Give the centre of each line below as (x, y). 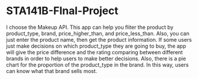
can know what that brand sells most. (52, 71)
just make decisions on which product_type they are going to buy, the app (96, 46)
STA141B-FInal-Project (62, 11)
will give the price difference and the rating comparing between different (95, 52)
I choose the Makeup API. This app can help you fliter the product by (90, 27)
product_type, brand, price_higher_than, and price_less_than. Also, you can (98, 33)
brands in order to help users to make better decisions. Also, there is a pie (96, 58)
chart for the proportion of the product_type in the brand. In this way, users (98, 65)
